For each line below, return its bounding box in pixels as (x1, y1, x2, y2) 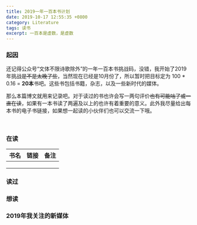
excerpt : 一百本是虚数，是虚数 (6, 31, 74, 36)
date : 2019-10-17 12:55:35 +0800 (6, 14, 88, 20)
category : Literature (6, 19, 59, 25)
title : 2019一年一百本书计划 (6, 8, 70, 15)
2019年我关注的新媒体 (6, 212, 69, 220)
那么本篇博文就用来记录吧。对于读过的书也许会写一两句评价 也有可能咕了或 (6, 92, 186, 100)
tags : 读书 (6, 25, 31, 31)
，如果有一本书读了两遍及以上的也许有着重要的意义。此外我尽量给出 (21, 100, 186, 107)
